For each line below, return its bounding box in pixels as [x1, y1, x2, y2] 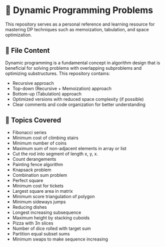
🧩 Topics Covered [5, 116, 61, 125]
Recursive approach [12, 80, 54, 86]
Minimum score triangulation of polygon [12, 193, 95, 199]
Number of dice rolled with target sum [12, 225, 91, 231]
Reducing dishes [12, 204, 47, 210]
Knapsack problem [12, 167, 51, 173]
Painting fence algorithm [12, 161, 63, 167]
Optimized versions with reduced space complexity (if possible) [12, 96, 144, 102]
